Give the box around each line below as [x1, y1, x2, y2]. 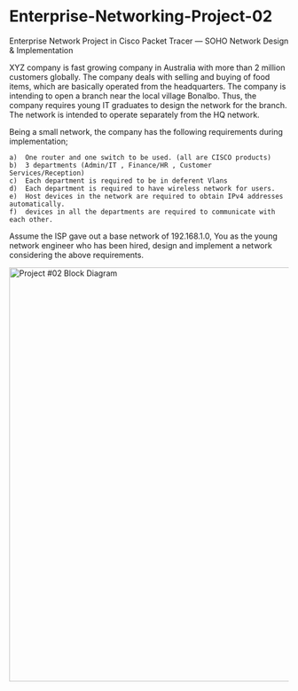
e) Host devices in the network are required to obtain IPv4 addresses [9, 192, 284, 200]
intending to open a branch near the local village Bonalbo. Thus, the [9, 90, 257, 101]
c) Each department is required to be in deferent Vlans [9, 176, 228, 185]
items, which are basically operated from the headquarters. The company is [9, 81, 286, 91]
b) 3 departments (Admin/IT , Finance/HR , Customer [9, 161, 213, 169]
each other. [9, 215, 53, 224]
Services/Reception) [9, 169, 86, 177]
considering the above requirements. [9, 249, 145, 260]
